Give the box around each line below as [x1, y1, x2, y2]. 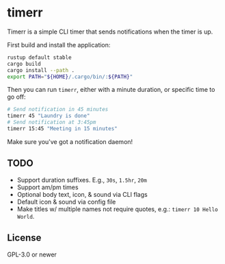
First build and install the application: [7, 40, 111, 49]
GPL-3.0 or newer [7, 250, 57, 259]
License [7, 232, 42, 244]
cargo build [7, 60, 41, 67]
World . [16, 212, 35, 220]
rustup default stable [7, 53, 72, 61]
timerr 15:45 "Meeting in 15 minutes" [7, 125, 118, 132]
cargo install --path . [7, 67, 75, 73]
